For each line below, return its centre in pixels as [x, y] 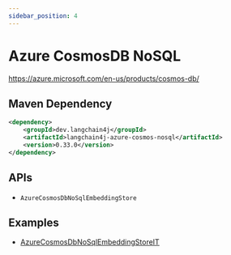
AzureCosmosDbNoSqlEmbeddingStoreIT [90, 242]
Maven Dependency [60, 103]
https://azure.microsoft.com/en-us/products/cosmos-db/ [104, 79]
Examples [34, 222]
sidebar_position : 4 [43, 16]
